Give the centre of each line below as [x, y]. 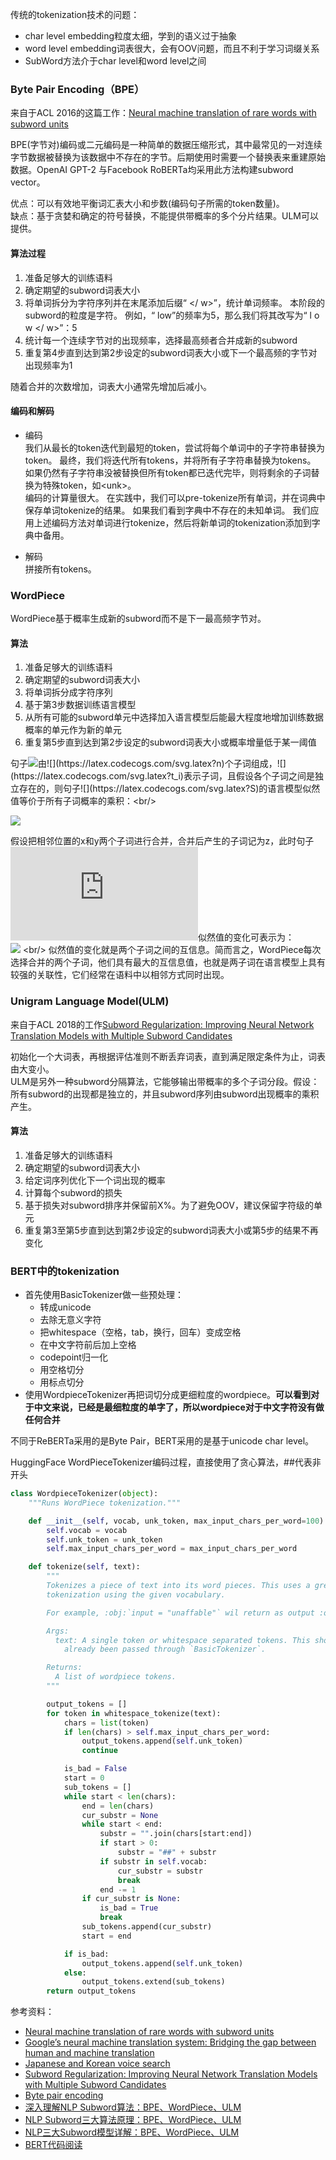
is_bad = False [95, 1769]
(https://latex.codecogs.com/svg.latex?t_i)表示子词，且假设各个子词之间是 [162, 776]
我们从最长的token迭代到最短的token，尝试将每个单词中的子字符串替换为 [175, 447]
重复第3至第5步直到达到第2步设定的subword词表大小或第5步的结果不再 [171, 1230]
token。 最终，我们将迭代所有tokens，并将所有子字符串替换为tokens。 [170, 460]
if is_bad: [86, 1954]
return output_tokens [91, 1991]
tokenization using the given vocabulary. [136, 1594]
